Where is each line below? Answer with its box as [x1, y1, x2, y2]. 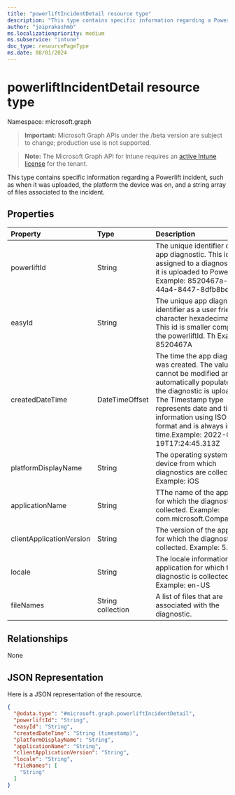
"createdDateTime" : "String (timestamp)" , [13, 729, 139, 737]
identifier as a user [155, 304, 217, 314]
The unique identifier [155, 241, 224, 251]
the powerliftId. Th [155, 330, 215, 340]
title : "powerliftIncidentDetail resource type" [7, 10, 152, 17]
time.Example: [155, 430, 202, 439]
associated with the [155, 600, 220, 610]
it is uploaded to [155, 267, 208, 276]
